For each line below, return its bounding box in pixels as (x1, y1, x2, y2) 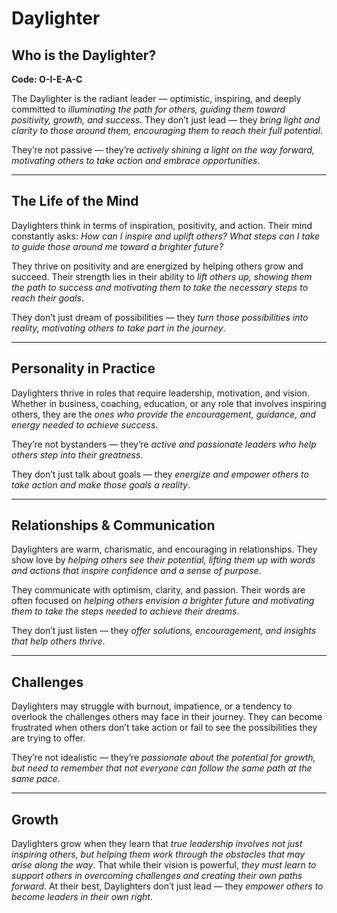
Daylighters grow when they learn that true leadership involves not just (11, 838, 303, 850)
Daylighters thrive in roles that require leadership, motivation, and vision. (11, 387, 311, 399)
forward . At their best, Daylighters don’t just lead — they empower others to (11, 880, 324, 892)
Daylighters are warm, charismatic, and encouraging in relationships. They (11, 543, 318, 556)
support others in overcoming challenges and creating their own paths (11, 870, 303, 882)
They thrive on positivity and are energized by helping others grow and (11, 260, 304, 272)
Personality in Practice (11, 360, 156, 377)
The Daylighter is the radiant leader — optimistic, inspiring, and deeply (11, 93, 302, 104)
